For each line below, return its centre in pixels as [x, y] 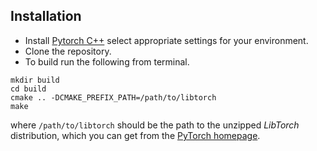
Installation [46, 16]
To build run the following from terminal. [107, 61]
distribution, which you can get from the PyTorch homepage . [135, 135]
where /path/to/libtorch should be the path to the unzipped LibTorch [155, 125]
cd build [28, 89]
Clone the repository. [68, 51]
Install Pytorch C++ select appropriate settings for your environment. [166, 40]
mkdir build [35, 80]
